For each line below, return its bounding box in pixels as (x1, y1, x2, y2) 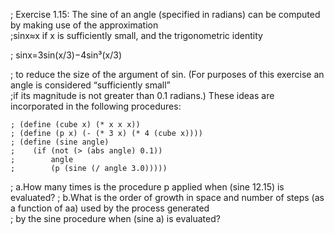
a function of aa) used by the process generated (10, 202, 210, 214)
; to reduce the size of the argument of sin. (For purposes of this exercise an (10, 69, 325, 80)
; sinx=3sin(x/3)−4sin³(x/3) (10, 49, 123, 61)
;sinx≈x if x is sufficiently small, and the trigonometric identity (10, 30, 263, 41)
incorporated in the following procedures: (10, 100, 182, 112)
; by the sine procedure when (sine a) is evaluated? (10, 213, 221, 224)
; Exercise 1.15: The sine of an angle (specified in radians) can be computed (10, 9, 321, 20)
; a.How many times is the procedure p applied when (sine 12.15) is (10, 181, 285, 193)
